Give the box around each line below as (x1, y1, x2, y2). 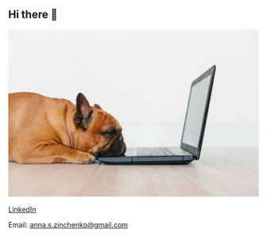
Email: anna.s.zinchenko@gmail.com (8, 220, 129, 229)
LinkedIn (8, 204, 37, 214)
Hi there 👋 (8, 8, 58, 21)
